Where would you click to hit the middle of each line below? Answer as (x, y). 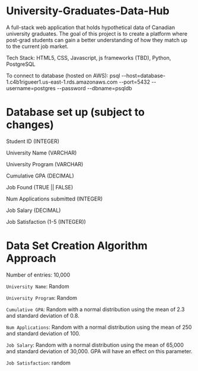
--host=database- (143, 75)
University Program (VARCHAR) (45, 164)
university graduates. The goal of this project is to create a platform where (97, 33)
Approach (31, 259)
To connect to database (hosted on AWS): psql (63, 75)
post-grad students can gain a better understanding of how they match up (97, 40)
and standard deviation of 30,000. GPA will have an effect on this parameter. (99, 351)
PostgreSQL (21, 64)
